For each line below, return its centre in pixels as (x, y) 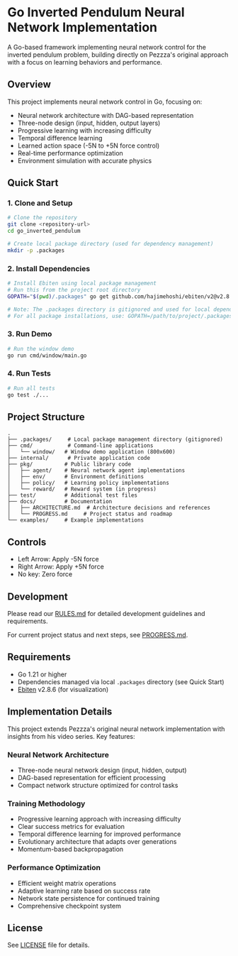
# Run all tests (31, 388)
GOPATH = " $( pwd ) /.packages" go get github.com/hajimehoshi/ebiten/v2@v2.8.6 (121, 296)
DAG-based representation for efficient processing (92, 777)
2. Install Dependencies (49, 268)
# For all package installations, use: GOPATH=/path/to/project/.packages (120, 316)
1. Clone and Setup (40, 203)
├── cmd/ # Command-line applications (80, 446)
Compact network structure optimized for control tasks (98, 785)
